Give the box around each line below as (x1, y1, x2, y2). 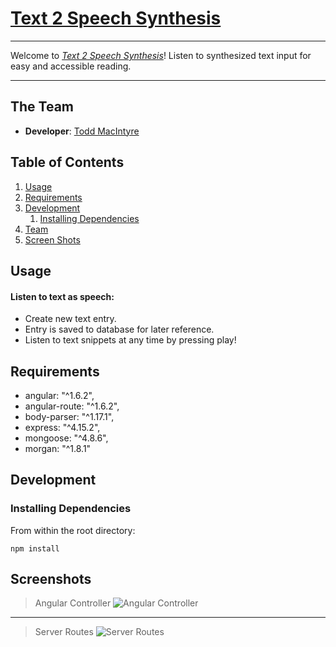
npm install (10, 543, 60, 554)
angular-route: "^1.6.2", (24, 400, 120, 412)
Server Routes (34, 626, 94, 638)
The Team (10, 98, 75, 116)
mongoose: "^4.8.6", (24, 432, 109, 444)
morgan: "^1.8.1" (24, 442, 92, 454)
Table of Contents (10, 154, 125, 171)
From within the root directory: (10, 524, 136, 536)
